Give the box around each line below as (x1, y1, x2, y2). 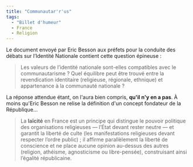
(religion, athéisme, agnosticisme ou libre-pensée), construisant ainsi (20, 148, 187, 155)
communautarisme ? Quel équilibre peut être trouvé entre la (20, 70, 164, 77)
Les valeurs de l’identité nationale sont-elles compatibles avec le (20, 64, 177, 71)
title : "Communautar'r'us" (6, 8, 72, 15)
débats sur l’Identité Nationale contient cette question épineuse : (6, 53, 162, 60)
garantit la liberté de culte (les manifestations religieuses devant (20, 130, 175, 137)
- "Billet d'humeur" (11, 19, 61, 25)
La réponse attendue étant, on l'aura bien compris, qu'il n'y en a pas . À (6, 94, 178, 101)
